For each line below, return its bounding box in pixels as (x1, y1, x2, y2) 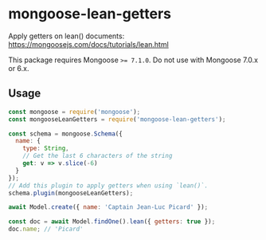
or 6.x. (8, 63, 29, 73)
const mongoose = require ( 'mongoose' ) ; (8, 108, 141, 116)
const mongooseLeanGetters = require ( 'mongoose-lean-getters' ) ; (8, 115, 226, 124)
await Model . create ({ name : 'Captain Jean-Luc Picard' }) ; (8, 203, 209, 211)
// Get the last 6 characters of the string (22, 152, 173, 160)
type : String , (22, 144, 69, 152)
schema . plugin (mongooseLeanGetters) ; (8, 189, 134, 197)
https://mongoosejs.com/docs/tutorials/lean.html (8, 39, 169, 49)
